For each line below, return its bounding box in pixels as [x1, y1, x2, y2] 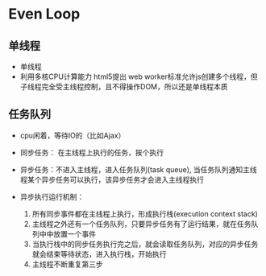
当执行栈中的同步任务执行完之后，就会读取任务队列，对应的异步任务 [31, 239, 259, 249]
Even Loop [8, 5, 81, 23]
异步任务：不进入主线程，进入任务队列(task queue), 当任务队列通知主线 [19, 164, 257, 174]
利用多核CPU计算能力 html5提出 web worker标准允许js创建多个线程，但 [19, 72, 258, 81]
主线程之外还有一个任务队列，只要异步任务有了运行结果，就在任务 [31, 219, 251, 229]
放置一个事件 [53, 229, 97, 238]
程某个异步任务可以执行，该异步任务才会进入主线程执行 [19, 175, 204, 184]
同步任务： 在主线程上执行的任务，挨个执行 [19, 147, 164, 157]
